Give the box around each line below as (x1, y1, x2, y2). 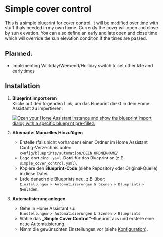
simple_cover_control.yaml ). (19, 160, 77, 166)
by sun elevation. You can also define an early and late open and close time (5, 30, 158, 36)
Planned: (5, 50, 33, 58)
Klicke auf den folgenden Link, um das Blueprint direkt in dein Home (12, 100, 150, 106)
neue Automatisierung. (19, 221, 66, 227)
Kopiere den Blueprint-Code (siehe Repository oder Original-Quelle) (19, 165, 158, 171)
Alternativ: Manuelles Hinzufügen (12, 130, 83, 135)
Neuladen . (19, 186, 39, 192)
